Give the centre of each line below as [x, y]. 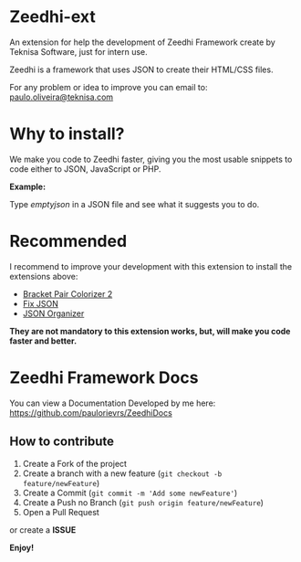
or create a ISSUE [43, 530]
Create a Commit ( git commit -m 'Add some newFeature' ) [130, 493]
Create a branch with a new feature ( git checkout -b [122, 473]
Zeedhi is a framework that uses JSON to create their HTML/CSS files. [141, 69]
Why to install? [67, 134]
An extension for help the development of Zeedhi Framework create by [142, 42]
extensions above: [44, 276]
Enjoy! [22, 547]
